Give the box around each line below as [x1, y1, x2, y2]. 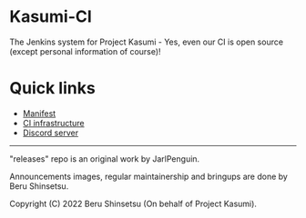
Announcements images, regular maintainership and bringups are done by [9, 171, 289, 182]
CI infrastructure [22, 117, 85, 128]
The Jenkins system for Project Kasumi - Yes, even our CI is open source [9, 36, 284, 47]
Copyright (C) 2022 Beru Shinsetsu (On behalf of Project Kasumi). [9, 198, 258, 209]
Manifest [22, 107, 56, 119]
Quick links [9, 78, 96, 99]
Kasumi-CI [9, 6, 93, 27]
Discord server [22, 127, 79, 138]
